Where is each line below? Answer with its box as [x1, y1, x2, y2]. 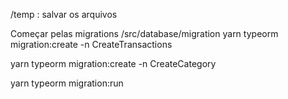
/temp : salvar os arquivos [10, 9, 118, 20]
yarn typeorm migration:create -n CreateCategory [10, 58, 217, 69]
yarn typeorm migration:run [10, 77, 124, 89]
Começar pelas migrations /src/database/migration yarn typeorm [10, 28, 279, 39]
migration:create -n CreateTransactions [10, 39, 173, 50]
